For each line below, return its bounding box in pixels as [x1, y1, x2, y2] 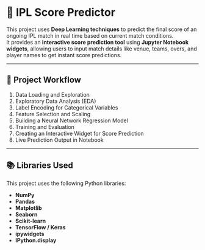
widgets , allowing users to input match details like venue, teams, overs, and [6, 45, 197, 52]
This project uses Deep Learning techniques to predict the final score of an [6, 26, 197, 33]
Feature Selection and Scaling [15, 110, 91, 117]
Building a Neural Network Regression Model [15, 117, 128, 124]
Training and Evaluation [15, 123, 74, 130]
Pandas [15, 198, 35, 205]
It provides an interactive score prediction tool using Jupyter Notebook [6, 38, 189, 46]
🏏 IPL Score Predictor [6, 5, 116, 19]
